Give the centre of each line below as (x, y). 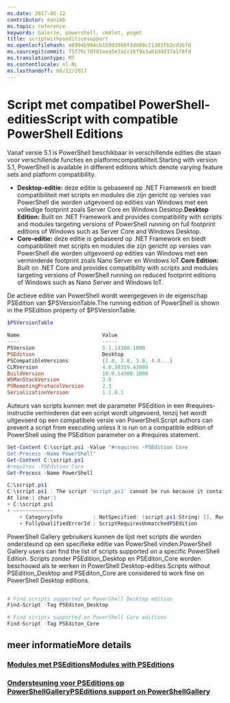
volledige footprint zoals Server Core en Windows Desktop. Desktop (113, 210)
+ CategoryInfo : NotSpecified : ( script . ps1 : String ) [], (116, 517)
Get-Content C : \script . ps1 (46, 460)
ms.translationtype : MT (41, 58)
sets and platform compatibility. (51, 175)
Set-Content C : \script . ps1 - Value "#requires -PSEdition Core (98, 447)
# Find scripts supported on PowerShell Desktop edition (90, 599)
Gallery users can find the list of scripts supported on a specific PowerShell (114, 551)
